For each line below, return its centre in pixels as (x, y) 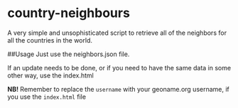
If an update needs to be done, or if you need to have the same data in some (119, 67)
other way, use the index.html (50, 75)
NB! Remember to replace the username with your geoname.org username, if (118, 89)
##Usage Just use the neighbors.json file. (69, 54)
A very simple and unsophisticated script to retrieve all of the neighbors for (117, 33)
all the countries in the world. (50, 40)
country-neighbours (69, 13)
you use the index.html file (47, 97)
